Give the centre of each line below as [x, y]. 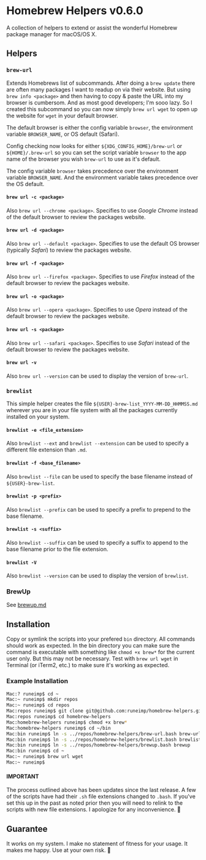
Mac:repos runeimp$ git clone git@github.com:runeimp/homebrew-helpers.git [105, 711]
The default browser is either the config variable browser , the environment [100, 127]
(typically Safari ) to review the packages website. [69, 250]
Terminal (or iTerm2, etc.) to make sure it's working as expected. [88, 665]
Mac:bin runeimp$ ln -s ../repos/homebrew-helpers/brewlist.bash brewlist [104, 740]
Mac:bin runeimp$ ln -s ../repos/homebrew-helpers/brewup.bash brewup [98, 745]
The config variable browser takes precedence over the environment [93, 171]
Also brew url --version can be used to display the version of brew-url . [97, 376]
